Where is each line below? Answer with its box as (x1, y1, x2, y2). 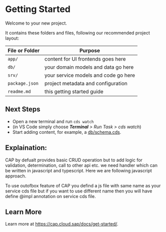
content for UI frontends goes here (44, 55, 126, 62)
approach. (5, 173, 26, 179)
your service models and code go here (44, 72, 135, 79)
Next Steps (5, 105, 40, 114)
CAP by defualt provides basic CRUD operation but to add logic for (5, 157, 142, 163)
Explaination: (5, 144, 47, 152)
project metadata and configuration (44, 80, 127, 87)
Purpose (79, 47, 100, 54)
